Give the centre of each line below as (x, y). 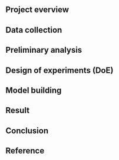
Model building (34, 90)
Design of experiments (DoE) (59, 70)
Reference (25, 151)
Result (18, 111)
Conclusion (27, 131)
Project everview (37, 10)
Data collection (34, 30)
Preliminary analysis (44, 50)
